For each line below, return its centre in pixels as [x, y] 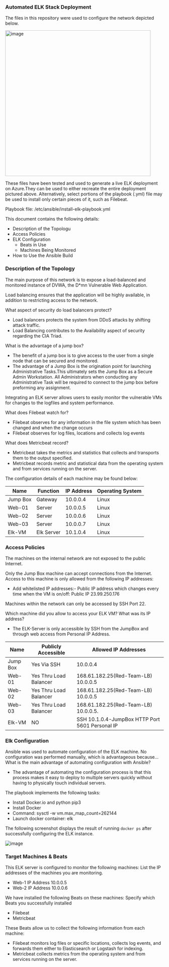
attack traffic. [26, 325]
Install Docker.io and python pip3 [47, 802]
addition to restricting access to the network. [52, 300]
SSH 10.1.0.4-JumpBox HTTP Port [118, 719]
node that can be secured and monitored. [56, 361]
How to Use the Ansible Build [43, 255]
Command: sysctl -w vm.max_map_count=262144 [65, 813]
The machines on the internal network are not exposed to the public [75, 558]
